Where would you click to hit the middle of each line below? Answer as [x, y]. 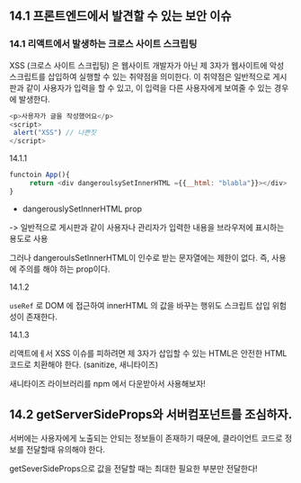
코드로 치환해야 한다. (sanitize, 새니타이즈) [84, 364]
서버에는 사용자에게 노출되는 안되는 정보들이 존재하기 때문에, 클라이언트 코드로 [146, 438]
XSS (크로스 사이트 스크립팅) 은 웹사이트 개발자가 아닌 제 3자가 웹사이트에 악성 [147, 65]
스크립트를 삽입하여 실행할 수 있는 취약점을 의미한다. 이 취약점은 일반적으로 [140, 76]
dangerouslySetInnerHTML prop [82, 209]
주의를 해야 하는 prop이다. [64, 269]
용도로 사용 [29, 238]
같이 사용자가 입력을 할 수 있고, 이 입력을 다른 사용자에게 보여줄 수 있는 [149, 87]
